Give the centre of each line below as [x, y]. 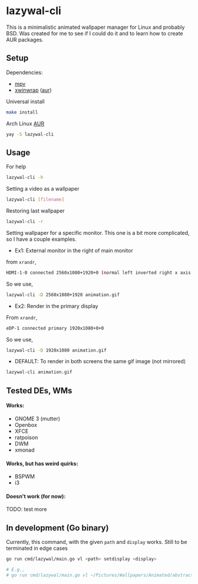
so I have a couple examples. [41, 239]
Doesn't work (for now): [36, 496]
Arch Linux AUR [25, 123]
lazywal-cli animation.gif [39, 372]
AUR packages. [25, 39]
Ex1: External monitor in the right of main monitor [74, 250]
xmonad [24, 450]
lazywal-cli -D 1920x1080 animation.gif [57, 350]
